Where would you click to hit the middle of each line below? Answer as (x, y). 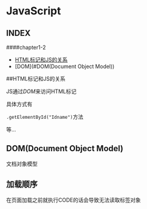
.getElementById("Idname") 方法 (45, 117)
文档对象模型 (22, 164)
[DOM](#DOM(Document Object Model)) (65, 66)
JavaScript (34, 11)
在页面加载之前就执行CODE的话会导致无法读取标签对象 (73, 200)
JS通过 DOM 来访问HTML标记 (41, 91)
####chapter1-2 (26, 47)
